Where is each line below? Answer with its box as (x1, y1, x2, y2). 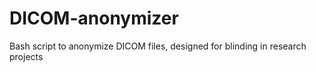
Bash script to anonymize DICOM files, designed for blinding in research (9, 40, 307, 52)
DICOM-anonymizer (9, 7, 179, 30)
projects (9, 50, 44, 62)
